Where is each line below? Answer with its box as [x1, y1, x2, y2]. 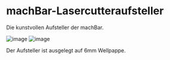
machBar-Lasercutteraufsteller [6, 4, 164, 18]
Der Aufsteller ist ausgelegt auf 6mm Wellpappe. [6, 46, 126, 54]
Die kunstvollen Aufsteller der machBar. [6, 24, 104, 31]
